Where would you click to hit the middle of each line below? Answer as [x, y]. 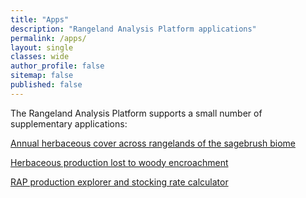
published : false [46, 85]
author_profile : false [57, 66]
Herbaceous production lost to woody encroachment [119, 162]
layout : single [42, 47]
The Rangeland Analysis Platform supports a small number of [136, 113]
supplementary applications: [69, 123]
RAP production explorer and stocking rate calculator [119, 182]
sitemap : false [42, 76]
